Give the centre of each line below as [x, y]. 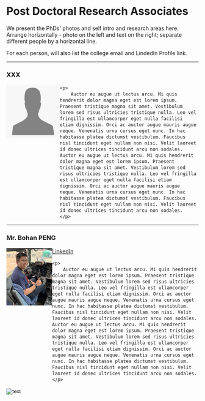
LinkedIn [63, 251]
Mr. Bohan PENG [31, 238]
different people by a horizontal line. [52, 41]
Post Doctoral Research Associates [97, 11]
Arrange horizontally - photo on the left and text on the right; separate [94, 34]
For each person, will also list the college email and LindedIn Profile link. [97, 53]
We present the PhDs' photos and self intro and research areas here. [92, 28]
